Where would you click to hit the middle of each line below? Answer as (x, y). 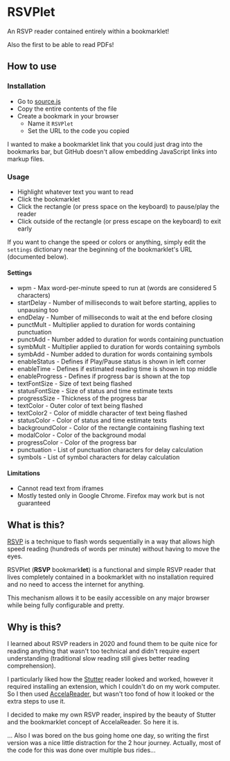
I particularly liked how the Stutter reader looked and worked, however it (110, 679)
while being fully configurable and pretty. (66, 605)
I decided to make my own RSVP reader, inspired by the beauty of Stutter (112, 715)
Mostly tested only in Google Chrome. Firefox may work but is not (111, 496)
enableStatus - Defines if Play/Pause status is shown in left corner (112, 361)
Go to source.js (39, 101)
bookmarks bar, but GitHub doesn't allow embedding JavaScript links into (112, 151)
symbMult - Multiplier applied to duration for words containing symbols (118, 347)
